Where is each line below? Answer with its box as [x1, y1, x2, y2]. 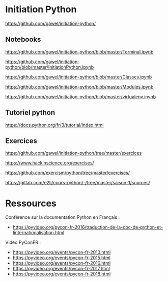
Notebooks [5, 35, 41, 44]
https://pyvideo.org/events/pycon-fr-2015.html [12, 255, 111, 261]
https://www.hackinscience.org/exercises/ [5, 160, 94, 166]
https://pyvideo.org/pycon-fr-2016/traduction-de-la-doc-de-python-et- [12, 224, 163, 230]
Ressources [5, 198, 57, 209]
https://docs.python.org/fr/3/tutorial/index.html [5, 122, 104, 128]
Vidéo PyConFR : [5, 239, 41, 245]
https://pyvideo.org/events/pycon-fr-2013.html [12, 249, 111, 256]
